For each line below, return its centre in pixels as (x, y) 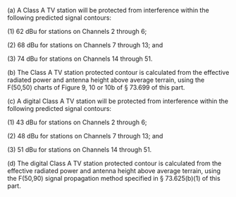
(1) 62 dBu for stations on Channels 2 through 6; (77, 31)
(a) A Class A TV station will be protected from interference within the (108, 10)
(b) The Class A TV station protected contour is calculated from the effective (118, 72)
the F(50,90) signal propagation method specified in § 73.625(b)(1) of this (114, 178)
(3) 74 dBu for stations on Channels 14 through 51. (80, 59)
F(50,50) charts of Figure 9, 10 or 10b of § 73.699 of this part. (96, 87)
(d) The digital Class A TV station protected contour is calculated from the (114, 163)
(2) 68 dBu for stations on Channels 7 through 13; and (85, 45)
